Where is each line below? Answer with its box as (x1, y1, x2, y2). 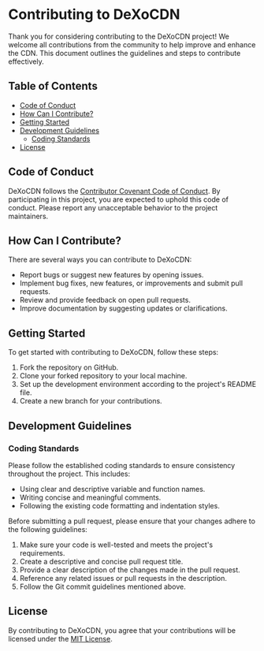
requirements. (19, 548, 65, 557)
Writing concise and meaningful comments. (19, 493, 162, 502)
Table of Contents (8, 80, 99, 93)
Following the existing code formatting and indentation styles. (19, 500, 221, 510)
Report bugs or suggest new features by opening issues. (19, 270, 204, 280)
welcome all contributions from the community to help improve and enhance (8, 39, 256, 49)
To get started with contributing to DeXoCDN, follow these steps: (8, 348, 219, 357)
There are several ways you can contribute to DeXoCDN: (8, 255, 192, 265)
